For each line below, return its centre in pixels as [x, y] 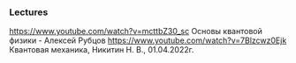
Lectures [29, 12]
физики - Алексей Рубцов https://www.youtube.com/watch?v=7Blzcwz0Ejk [148, 40]
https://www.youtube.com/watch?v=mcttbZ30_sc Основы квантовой [136, 31]
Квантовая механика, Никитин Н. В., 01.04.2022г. [102, 50]
